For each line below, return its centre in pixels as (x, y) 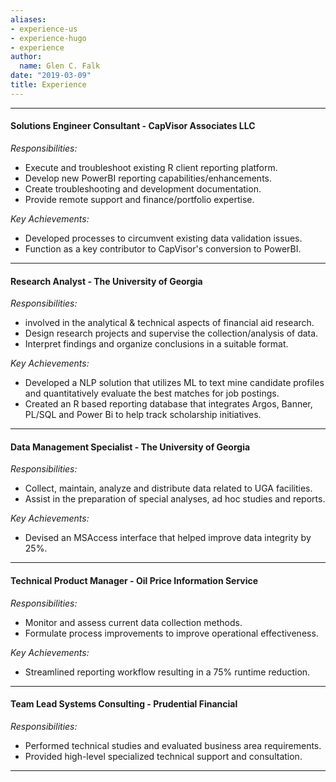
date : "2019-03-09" (51, 76)
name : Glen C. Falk (60, 66)
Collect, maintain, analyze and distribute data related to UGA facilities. (168, 488)
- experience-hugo (48, 38)
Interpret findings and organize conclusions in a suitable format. (156, 344)
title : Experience (48, 85)
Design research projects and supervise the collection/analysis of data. (171, 333)
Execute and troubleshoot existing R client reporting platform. (151, 167)
